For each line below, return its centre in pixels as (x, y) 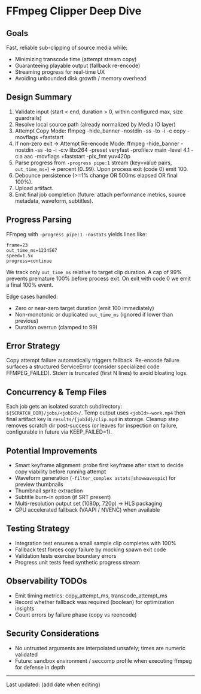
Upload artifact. (34, 188)
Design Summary (39, 97)
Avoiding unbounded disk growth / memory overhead (80, 78)
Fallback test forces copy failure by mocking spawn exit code (90, 549)
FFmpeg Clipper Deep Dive (74, 11)
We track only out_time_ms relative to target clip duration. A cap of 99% (94, 272)
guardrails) (28, 118)
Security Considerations (53, 634)
